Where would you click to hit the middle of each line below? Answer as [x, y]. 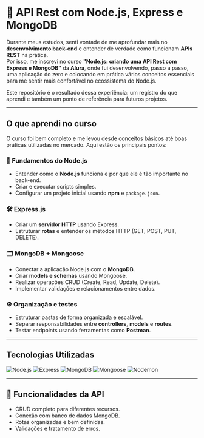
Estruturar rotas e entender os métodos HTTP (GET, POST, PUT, [96, 231]
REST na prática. [27, 55]
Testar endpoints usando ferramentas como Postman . [83, 330]
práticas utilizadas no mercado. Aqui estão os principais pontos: [87, 144]
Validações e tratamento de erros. [57, 428]
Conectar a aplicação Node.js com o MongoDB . [75, 269]
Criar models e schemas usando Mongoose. [71, 275]
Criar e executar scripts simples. [56, 187]
